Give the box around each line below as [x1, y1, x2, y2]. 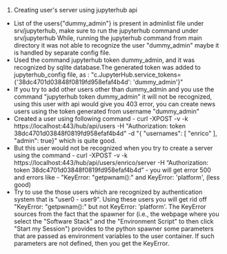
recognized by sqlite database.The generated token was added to [13, 63, 201, 71]
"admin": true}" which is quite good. [13, 137, 117, 144]
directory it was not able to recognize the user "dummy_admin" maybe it [13, 41, 219, 49]
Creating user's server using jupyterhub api [13, 6, 138, 14]
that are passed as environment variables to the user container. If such [13, 232, 215, 240]
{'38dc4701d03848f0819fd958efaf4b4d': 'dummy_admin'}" [13, 78, 184, 86]
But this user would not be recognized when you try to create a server [13, 144, 213, 152]
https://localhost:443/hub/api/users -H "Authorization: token [13, 122, 186, 130]
